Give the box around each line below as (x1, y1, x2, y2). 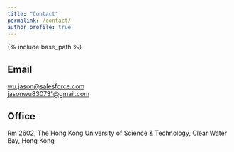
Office (7, 110, 35, 122)
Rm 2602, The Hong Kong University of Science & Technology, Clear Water (7, 129, 228, 137)
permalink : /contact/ (7, 17, 72, 24)
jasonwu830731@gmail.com (7, 90, 90, 98)
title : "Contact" (7, 10, 59, 18)
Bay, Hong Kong (7, 136, 55, 145)
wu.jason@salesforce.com (7, 82, 85, 90)
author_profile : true (7, 23, 72, 30)
